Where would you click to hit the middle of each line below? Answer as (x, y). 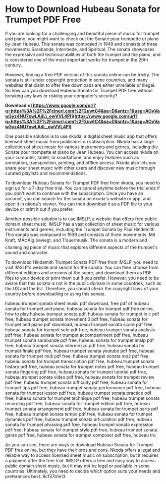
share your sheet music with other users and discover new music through (80, 168)
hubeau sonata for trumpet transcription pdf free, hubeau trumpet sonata (80, 361)
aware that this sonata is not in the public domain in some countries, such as (83, 283)
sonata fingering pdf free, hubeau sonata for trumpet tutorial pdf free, (76, 372)
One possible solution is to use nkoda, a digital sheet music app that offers (81, 136)
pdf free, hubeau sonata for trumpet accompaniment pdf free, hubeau (77, 335)
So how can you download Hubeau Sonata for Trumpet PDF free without (79, 90)
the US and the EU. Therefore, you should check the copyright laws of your (82, 288)
